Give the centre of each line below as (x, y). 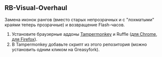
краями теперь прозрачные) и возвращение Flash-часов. (65, 25)
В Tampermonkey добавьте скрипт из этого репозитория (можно (79, 44)
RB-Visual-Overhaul (36, 8)
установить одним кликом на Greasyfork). (56, 49)
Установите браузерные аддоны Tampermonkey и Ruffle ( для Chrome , (84, 34)
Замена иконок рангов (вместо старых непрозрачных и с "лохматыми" (80, 19)
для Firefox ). (24, 39)
